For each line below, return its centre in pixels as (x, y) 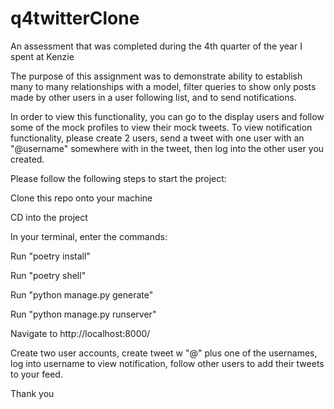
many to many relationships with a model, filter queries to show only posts (163, 86)
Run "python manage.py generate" (82, 294)
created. (27, 159)
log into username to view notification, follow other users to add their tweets (167, 363)
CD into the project (49, 217)
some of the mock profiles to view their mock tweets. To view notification (161, 127)
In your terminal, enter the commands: (89, 236)
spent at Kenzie (42, 56)
